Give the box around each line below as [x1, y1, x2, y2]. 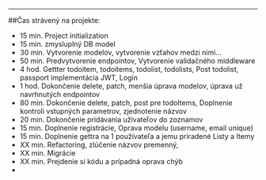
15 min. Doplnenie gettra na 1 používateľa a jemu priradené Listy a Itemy [19, 132, 255, 141]
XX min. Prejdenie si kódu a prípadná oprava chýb [19, 157, 184, 166]
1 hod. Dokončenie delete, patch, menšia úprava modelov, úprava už [19, 81, 243, 91]
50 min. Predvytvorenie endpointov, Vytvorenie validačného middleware [19, 56, 256, 66]
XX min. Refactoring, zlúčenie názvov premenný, [19, 140, 179, 149]
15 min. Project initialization [19, 31, 108, 40]
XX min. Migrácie [19, 148, 77, 158]
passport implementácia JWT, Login [19, 73, 139, 82]
